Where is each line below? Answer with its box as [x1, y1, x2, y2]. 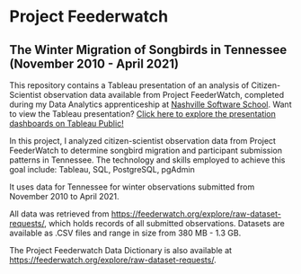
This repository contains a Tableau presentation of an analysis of [9, 80, 250, 91]
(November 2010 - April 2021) [9, 56, 180, 71]
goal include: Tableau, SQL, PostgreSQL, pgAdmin [9, 164, 195, 174]
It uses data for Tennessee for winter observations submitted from [9, 181, 255, 192]
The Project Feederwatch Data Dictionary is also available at [9, 245, 232, 255]
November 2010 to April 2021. [9, 191, 120, 201]
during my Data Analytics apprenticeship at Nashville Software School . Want [9, 99, 292, 110]
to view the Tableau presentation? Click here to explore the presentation [9, 109, 277, 119]
